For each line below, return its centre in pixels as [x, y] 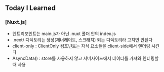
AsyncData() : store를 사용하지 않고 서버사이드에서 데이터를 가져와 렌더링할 [85, 58]
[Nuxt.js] [16, 22]
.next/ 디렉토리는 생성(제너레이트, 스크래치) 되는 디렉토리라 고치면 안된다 [82, 39]
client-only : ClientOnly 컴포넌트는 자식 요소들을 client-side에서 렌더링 [81, 46]
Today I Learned [30, 8]
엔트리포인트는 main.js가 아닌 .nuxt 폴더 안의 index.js [64, 34]
